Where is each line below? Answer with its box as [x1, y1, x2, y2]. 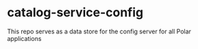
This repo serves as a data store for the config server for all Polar [7, 27, 192, 35]
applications [7, 34, 42, 42]
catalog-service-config [7, 5, 144, 20]
